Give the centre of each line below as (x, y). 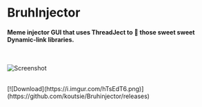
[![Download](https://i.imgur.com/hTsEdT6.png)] (75, 89)
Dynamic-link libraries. (41, 39)
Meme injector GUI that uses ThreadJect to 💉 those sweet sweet (101, 32)
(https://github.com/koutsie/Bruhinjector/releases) (79, 96)
